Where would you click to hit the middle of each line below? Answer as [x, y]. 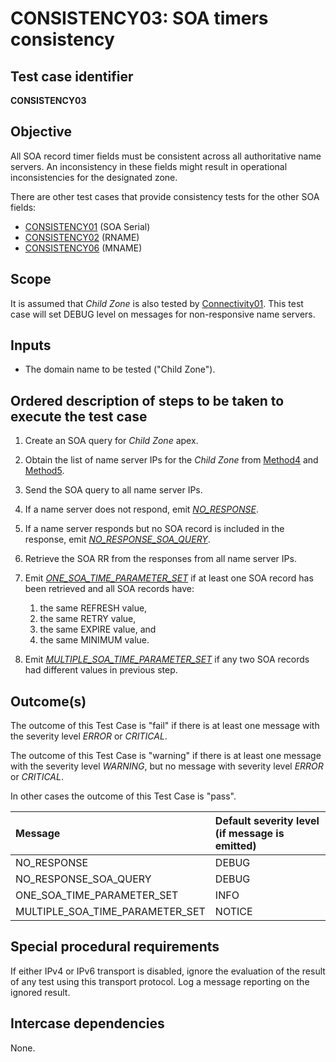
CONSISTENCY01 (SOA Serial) [87, 226]
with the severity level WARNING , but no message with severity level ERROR [167, 766]
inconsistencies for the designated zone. [94, 177]
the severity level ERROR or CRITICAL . [89, 736]
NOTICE [233, 912]
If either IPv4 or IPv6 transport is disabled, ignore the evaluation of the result [168, 971]
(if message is [249, 834]
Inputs [31, 345]
